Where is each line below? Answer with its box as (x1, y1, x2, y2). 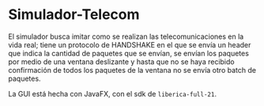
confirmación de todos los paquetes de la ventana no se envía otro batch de (8, 65, 257, 74)
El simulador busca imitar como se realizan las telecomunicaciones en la (8, 32, 244, 41)
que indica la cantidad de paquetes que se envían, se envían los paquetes (8, 48, 249, 58)
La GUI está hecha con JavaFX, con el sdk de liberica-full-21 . (8, 89, 217, 98)
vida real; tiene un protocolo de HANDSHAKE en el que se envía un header (8, 40, 251, 49)
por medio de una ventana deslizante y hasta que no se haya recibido (8, 57, 235, 66)
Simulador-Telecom (8, 6, 140, 24)
